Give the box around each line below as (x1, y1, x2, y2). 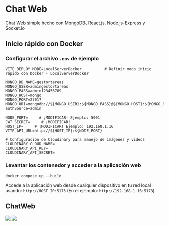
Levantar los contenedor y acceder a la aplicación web (5, 162, 141, 169)
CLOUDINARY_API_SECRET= (5, 150, 55, 155)
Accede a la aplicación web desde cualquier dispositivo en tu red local (5, 182, 151, 188)
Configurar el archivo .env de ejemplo (5, 55, 99, 62)
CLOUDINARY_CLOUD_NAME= (5, 141, 55, 146)
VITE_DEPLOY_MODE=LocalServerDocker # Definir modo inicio (5, 66, 152, 71)
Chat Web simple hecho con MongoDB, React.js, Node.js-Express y (5, 20, 145, 26)
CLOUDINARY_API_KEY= (5, 146, 49, 151)
